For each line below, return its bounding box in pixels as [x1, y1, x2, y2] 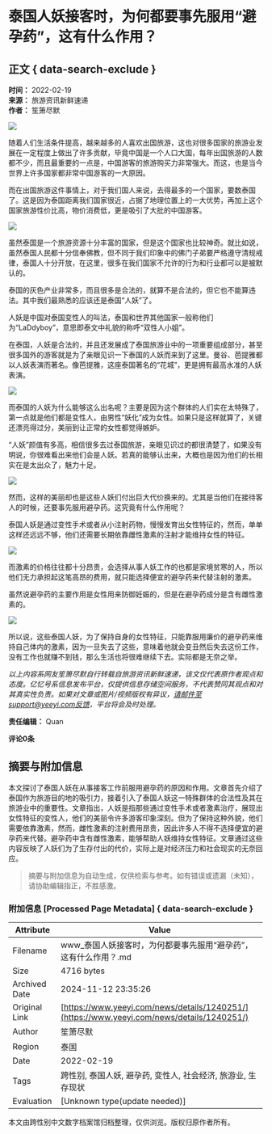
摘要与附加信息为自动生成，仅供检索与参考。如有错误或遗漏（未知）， [27, 871, 258, 880]
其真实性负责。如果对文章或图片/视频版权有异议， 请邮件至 [8, 689, 203, 699]
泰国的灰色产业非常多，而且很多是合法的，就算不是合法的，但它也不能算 [8, 285, 249, 295]
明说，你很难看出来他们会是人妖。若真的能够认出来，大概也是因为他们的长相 [8, 450, 263, 459]
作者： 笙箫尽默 [8, 106, 61, 115]
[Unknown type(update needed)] [60, 1096, 186, 1107]
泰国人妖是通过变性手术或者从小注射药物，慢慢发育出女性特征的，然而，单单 [8, 520, 263, 529]
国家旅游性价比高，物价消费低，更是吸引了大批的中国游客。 [8, 205, 207, 215]
